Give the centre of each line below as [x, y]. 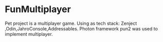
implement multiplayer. [29, 34]
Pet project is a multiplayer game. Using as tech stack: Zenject [71, 23]
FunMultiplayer [38, 9]
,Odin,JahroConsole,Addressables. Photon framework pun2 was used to [81, 28]
